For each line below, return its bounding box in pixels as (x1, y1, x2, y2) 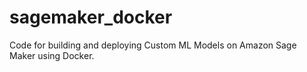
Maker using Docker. (9, 49, 95, 61)
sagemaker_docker (9, 6, 173, 29)
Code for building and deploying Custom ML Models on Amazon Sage (9, 39, 297, 51)
